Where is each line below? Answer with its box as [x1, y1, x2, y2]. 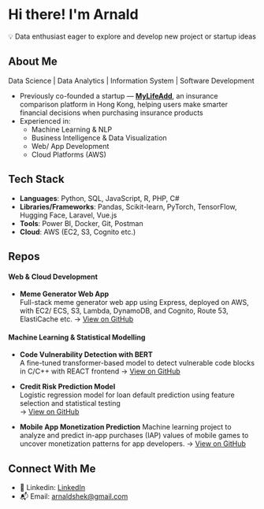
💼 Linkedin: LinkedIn [19, 483, 85, 492]
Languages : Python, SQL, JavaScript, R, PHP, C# [19, 193, 180, 202]
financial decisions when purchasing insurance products [19, 108, 203, 117]
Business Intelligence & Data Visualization [31, 132, 167, 143]
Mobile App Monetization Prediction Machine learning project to [19, 422, 232, 432]
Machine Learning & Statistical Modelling [8, 333, 146, 342]
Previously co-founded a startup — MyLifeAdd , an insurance [19, 91, 218, 100]
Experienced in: [19, 116, 71, 125]
